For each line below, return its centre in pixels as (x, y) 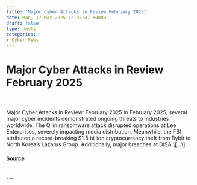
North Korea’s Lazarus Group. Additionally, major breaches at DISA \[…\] (96, 144)
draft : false (23, 23)
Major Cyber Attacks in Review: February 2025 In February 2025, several (97, 112)
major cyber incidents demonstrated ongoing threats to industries (88, 118)
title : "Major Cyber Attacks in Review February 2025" (77, 12)
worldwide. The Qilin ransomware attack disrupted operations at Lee (91, 125)
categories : (21, 34)
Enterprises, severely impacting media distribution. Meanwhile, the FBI (94, 131)
